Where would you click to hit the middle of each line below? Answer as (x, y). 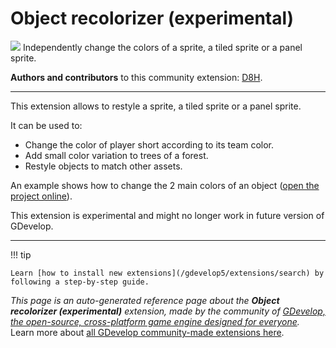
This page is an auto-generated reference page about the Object (145, 300)
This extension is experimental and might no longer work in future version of (167, 215)
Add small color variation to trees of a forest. (116, 155)
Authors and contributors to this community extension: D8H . (136, 77)
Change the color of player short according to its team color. (149, 144)
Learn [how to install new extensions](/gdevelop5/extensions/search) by (167, 273)
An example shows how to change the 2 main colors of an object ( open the (165, 185)
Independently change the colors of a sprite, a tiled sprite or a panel (162, 47)
